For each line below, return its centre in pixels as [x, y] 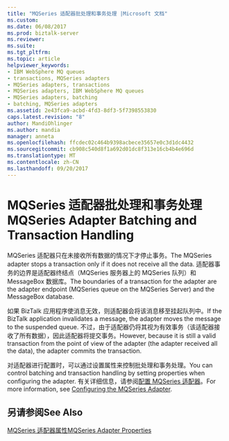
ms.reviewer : [26, 40]
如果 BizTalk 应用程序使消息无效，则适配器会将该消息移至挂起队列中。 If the [114, 310]
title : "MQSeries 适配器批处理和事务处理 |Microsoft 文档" [87, 14]
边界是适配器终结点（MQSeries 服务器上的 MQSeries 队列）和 [108, 272]
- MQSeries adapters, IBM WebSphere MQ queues [76, 91]
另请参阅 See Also [45, 412]
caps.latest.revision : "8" [46, 117]
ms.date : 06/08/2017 [37, 26]
